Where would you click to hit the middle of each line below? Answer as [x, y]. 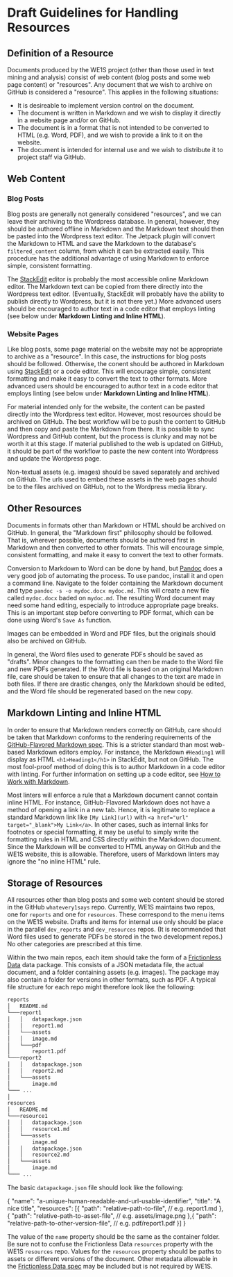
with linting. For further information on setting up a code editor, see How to [114, 774]
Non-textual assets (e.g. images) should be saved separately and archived [113, 472]
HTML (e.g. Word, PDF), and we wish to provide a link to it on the [110, 135]
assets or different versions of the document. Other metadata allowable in [113, 1258]
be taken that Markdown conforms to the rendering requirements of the [109, 737]
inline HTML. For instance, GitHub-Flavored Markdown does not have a [109, 802]
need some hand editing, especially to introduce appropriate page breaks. [113, 605]
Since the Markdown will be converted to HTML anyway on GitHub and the [114, 846]
